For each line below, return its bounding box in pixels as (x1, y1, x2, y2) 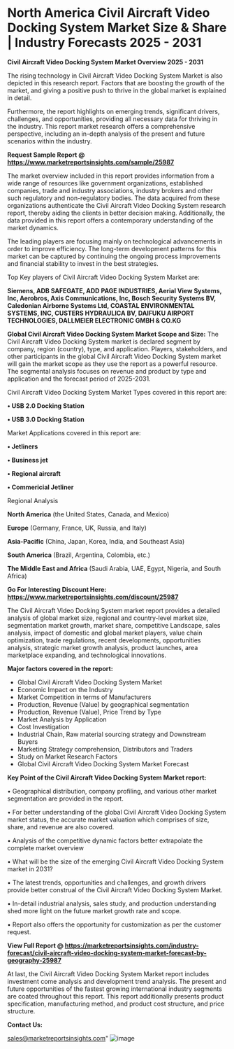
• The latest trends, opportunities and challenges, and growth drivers (7, 878, 206, 887)
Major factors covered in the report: (7, 664, 113, 673)
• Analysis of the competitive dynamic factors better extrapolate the (7, 836, 203, 845)
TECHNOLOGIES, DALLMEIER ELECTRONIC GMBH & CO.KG (7, 316, 182, 325)
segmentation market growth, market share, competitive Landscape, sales (7, 621, 221, 629)
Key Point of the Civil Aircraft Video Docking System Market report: (7, 773, 207, 782)
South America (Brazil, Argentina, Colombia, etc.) (7, 551, 151, 559)
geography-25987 (7, 956, 61, 964)
